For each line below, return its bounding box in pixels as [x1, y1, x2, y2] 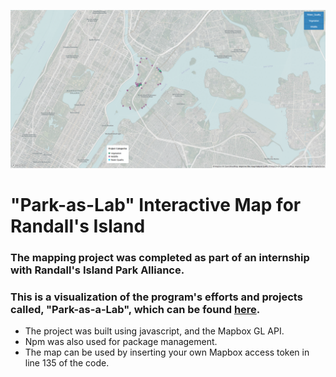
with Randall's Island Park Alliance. [10, 263, 185, 277]
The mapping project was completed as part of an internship [10, 251, 310, 265]
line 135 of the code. [24, 357, 110, 369]
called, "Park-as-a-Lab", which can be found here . [10, 303, 261, 317]
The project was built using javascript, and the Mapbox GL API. [24, 325, 285, 337]
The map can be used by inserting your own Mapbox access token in [24, 346, 310, 359]
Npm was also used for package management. [24, 336, 218, 348]
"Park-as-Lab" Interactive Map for [10, 194, 302, 217]
